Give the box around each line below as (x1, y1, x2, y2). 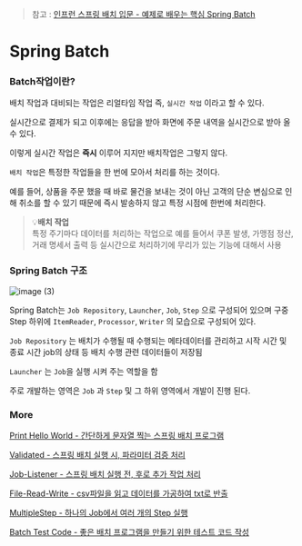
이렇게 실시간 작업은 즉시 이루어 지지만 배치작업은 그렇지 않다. (9, 147, 228, 158)
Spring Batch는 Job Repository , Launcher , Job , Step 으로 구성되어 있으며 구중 (9, 304, 289, 315)
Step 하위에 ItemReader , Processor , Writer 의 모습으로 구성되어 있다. (9, 315, 257, 326)
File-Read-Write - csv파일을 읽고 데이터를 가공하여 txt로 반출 (9, 488, 229, 499)
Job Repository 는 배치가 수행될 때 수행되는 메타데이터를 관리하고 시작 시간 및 (9, 335, 287, 346)
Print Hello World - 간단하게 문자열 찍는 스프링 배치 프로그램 (9, 431, 225, 442)
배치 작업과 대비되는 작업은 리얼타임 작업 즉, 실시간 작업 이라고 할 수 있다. (9, 97, 266, 108)
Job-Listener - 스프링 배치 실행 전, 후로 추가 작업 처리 (9, 469, 202, 480)
